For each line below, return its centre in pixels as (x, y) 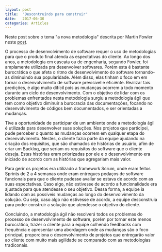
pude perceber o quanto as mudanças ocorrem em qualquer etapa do (75, 133)
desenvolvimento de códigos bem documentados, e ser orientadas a (74, 108)
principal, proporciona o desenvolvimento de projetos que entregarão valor (80, 235)
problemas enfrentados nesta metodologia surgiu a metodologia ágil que (78, 98)
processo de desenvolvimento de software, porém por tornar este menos (78, 219)
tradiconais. (17, 245)
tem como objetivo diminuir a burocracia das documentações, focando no (79, 103)
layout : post (18, 9)
